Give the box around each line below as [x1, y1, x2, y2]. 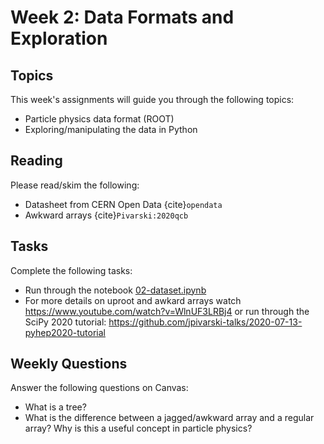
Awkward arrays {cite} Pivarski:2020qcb [24, 209, 189, 221]
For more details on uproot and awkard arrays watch [24, 294, 242, 306]
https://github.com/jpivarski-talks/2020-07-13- [108, 316, 303, 328]
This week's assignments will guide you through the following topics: [10, 94, 295, 105]
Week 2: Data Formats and [10, 6, 235, 29]
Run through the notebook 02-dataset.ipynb [24, 284, 207, 296]
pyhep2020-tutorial [24, 326, 106, 338]
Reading [10, 152, 63, 170]
